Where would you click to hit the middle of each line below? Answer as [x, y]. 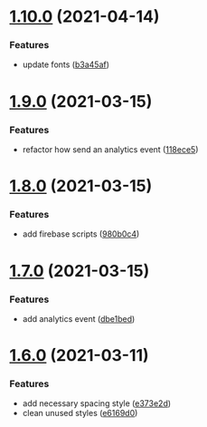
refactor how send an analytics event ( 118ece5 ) [110, 149]
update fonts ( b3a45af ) [66, 64]
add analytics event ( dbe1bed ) [79, 318]
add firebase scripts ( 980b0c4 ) [81, 234]
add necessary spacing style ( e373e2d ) [97, 403]
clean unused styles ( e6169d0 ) [80, 413]
